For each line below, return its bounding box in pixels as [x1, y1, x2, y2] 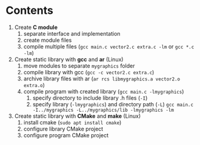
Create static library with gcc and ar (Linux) [14, 56, 124, 63]
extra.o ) [23, 81, 45, 88]
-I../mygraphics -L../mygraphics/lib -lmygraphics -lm [32, 107, 174, 113]
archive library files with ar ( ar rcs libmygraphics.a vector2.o [23, 75, 180, 82]
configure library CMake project [23, 125, 104, 132]
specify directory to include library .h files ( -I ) [32, 94, 148, 101]
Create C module [14, 24, 58, 31]
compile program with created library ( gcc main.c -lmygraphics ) [23, 88, 184, 95]
